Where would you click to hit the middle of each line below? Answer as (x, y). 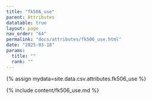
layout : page (22, 28)
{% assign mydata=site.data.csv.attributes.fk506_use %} (76, 79)
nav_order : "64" (26, 34)
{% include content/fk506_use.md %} (53, 90)
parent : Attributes (31, 17)
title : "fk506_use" (31, 12)
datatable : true (26, 23)
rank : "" (22, 61)
